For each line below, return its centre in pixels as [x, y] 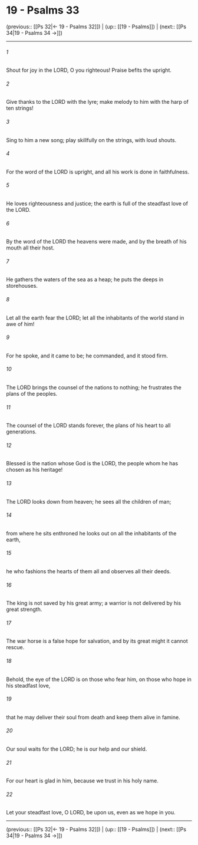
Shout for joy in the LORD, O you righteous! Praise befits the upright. [89, 70]
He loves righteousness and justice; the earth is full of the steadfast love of [97, 203]
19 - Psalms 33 [43, 10]
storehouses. [22, 286]
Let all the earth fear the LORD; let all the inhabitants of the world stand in [95, 318]
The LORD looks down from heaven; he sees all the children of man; [89, 501]
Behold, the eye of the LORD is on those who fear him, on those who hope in [99, 679]
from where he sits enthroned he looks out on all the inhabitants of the [91, 533]
